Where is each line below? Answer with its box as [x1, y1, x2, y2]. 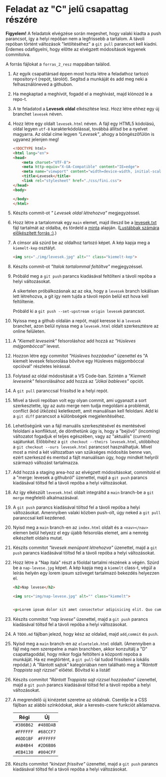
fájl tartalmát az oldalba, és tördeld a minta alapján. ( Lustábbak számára [12, 225, 160, 231]
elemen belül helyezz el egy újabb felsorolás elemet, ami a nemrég [12, 530, 149, 536]
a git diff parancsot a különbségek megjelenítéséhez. [12, 413, 125, 419]
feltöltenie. [12, 299, 35, 304]
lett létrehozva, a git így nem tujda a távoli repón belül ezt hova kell [12, 294, 149, 299]
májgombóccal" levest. [12, 343, 60, 349]
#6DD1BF [15, 735, 34, 741]
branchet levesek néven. [12, 111, 63, 117]
